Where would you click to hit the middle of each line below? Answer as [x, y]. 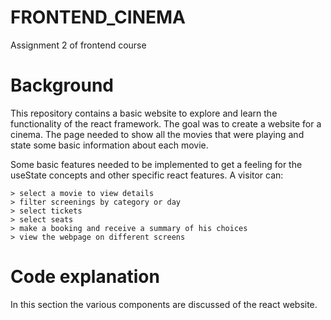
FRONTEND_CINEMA [98, 17]
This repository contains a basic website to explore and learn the [144, 113]
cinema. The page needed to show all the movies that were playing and [157, 134]
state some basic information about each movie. [109, 145]
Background [62, 85]
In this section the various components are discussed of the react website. [164, 304]
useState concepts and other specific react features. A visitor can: [147, 175]
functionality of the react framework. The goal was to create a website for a [166, 123]
